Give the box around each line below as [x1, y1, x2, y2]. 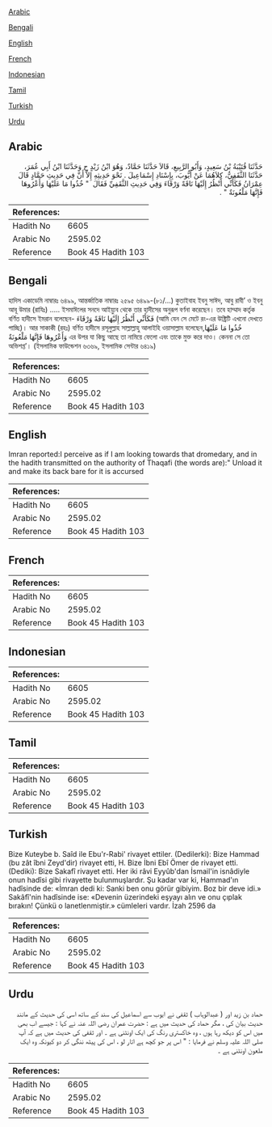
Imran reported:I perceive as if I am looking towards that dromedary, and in [8, 449, 257, 460]
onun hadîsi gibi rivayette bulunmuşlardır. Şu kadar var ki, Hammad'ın [8, 875, 239, 884]
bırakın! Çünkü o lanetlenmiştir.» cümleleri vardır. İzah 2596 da [8, 900, 216, 910]
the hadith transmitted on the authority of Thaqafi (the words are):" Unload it [8, 458, 262, 468]
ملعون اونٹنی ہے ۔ [217, 1045, 263, 1055]
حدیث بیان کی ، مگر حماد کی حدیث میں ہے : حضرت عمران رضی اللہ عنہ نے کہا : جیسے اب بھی [17, 1018, 263, 1027]
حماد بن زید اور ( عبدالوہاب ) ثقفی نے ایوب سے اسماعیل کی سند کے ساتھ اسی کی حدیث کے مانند [16, 1009, 263, 1019]
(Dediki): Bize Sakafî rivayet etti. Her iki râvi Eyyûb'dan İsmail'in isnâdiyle [8, 866, 250, 876]
